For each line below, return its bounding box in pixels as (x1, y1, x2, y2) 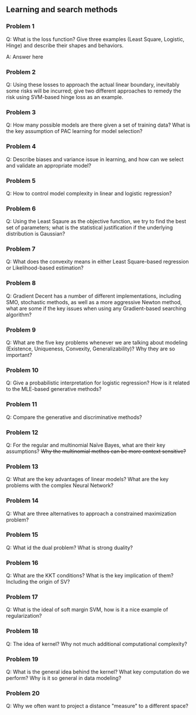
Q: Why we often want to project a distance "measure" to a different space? (6, 703, 188, 710)
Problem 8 (6, 279, 36, 287)
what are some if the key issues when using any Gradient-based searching (6, 305, 186, 312)
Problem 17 (6, 593, 38, 601)
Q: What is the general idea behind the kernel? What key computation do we (6, 668, 190, 676)
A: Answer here (6, 53, 44, 60)
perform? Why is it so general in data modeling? (6, 675, 122, 682)
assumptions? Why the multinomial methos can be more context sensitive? (6, 448, 186, 455)
